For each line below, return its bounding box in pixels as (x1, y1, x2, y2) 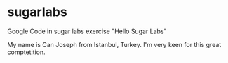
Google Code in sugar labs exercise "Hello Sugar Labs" (7, 27, 167, 35)
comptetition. (7, 48, 46, 56)
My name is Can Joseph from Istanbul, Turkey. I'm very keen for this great (7, 40, 222, 48)
